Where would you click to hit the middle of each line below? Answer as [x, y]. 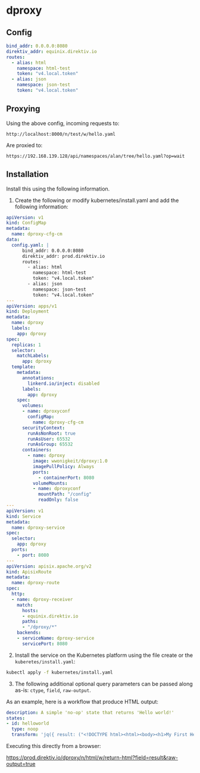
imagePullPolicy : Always [63, 466]
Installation [27, 174]
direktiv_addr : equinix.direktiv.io [51, 51]
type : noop [25, 729]
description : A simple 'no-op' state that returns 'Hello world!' [90, 712]
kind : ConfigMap [26, 223]
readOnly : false [58, 500]
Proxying [23, 109]
